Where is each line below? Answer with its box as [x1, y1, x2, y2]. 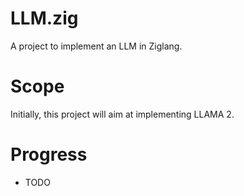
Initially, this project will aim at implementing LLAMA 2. [10, 108, 235, 120]
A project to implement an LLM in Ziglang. [10, 40, 183, 52]
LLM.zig [10, 7, 79, 30]
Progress [10, 143, 88, 166]
